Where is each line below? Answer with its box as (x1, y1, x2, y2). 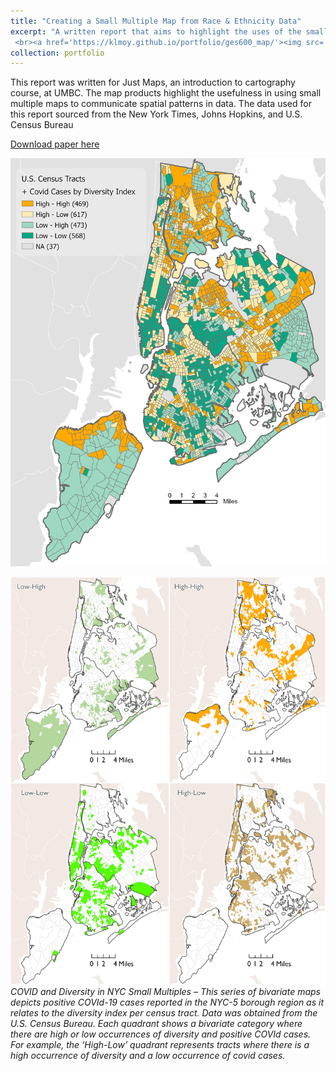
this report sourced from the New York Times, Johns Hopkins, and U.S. (10, 108, 303, 120)
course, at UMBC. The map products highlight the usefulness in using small (10, 87, 322, 99)
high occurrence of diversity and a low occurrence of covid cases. (10, 1050, 286, 1062)
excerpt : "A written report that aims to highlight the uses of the (10, 26, 302, 37)
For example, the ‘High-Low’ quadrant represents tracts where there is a (10, 1039, 310, 1051)
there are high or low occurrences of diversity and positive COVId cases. (10, 1028, 312, 1040)
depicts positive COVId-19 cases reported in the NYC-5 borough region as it (10, 996, 325, 1009)
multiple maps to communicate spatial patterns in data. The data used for (10, 98, 312, 110)
